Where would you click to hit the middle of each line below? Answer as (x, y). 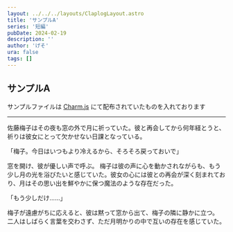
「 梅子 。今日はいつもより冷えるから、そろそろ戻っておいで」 (95, 151)
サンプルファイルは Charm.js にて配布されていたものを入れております (106, 106)
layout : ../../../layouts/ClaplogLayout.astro (76, 14)
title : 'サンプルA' (33, 20)
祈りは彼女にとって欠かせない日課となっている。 (77, 136)
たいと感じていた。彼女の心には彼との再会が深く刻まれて (137, 175)
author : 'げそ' (28, 46)
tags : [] (20, 59)
